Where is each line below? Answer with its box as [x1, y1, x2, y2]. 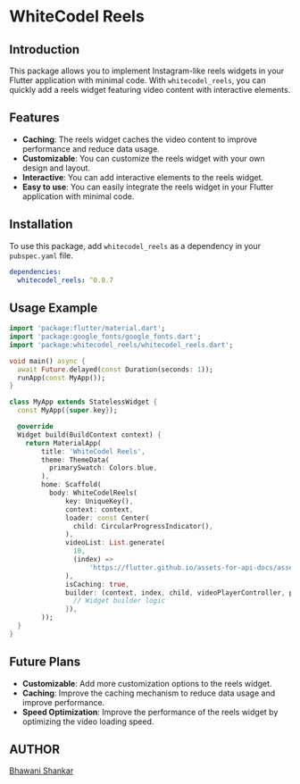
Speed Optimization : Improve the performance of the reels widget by [21, 706, 279, 717]
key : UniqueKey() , [65, 496, 134, 505]
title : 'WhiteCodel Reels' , [41, 446, 146, 456]
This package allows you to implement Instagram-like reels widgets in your [9, 65, 285, 76]
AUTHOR [9, 742, 61, 757]
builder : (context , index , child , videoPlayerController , [65, 588, 286, 597]
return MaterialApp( [25, 438, 102, 447]
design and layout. [21, 163, 91, 173]
